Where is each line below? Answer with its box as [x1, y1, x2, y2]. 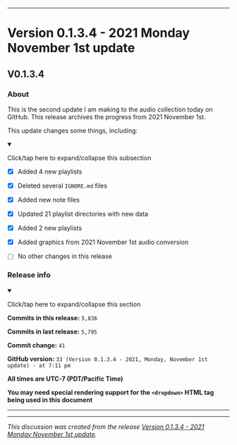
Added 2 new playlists [17, 224, 83, 233]
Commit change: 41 [7, 341, 66, 349]
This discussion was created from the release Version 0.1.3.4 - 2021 [7, 422, 205, 431]
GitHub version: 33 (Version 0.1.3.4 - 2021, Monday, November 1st [7, 354, 208, 363]
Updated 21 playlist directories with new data [17, 209, 149, 219]
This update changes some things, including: [7, 126, 138, 135]
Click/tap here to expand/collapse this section [7, 300, 141, 308]
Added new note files [17, 195, 80, 204]
